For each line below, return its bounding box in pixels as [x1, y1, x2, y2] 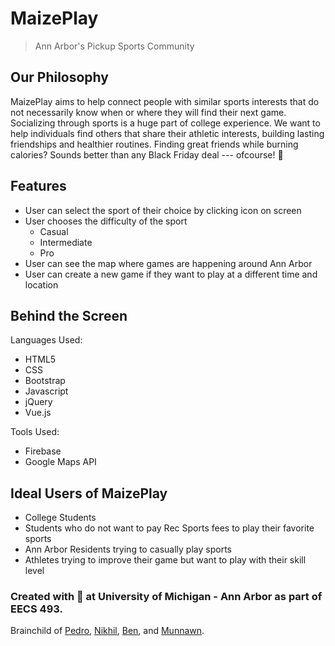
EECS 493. [10, 602, 63, 616]
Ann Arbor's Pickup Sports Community [34, 40, 195, 52]
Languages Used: [10, 334, 83, 346]
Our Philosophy [10, 69, 109, 86]
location [24, 278, 59, 291]
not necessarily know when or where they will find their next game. [10, 106, 287, 118]
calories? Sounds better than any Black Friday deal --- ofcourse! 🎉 [10, 148, 284, 161]
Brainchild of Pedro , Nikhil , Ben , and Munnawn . [10, 625, 205, 637]
